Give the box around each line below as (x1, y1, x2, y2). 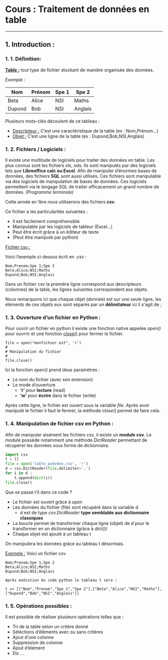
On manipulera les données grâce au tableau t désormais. (5, 540, 124, 546)
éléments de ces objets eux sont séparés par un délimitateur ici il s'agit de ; (5, 301, 162, 307)
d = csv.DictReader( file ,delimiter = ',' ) (5, 466, 91, 471)
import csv (5, 452, 28, 457)
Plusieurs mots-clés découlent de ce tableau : (5, 118, 100, 124)
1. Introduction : (5, 40, 55, 49)
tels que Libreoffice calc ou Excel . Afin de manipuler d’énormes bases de (5, 167, 157, 174)
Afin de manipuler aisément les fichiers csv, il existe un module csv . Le (5, 431, 151, 437)
